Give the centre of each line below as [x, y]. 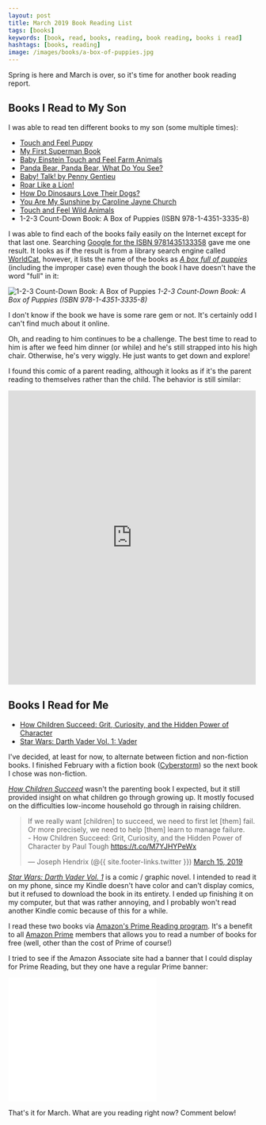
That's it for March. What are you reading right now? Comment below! [122, 1112]
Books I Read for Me [59, 706]
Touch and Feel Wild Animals [67, 210]
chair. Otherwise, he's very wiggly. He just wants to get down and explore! [129, 355]
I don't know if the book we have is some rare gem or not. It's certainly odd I [133, 315]
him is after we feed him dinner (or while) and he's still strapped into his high [133, 347]
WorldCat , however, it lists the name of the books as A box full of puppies [128, 259]
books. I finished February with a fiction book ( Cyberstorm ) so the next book [133, 765]
